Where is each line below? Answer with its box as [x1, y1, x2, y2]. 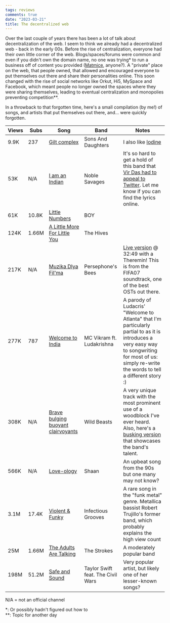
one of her [123, 571, 148, 579]
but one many [123, 471, 156, 478]
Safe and [49, 568, 70, 575]
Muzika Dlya [49, 263, 78, 270]
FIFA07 [123, 269, 141, 276]
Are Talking [49, 550, 76, 557]
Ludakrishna [84, 341, 114, 348]
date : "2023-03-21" [5, 17, 47, 22]
